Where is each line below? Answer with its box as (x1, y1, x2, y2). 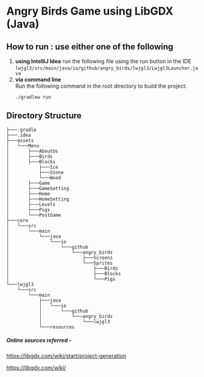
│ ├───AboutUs (6, 148, 59, 154)
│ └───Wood (6, 175, 62, 181)
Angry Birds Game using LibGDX (6, 4, 174, 18)
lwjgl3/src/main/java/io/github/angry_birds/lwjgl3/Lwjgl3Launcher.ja (15, 65, 199, 71)
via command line (15, 76, 62, 83)
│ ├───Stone (6, 169, 64, 175)
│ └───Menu (6, 143, 40, 149)
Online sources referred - (6, 337, 72, 344)
